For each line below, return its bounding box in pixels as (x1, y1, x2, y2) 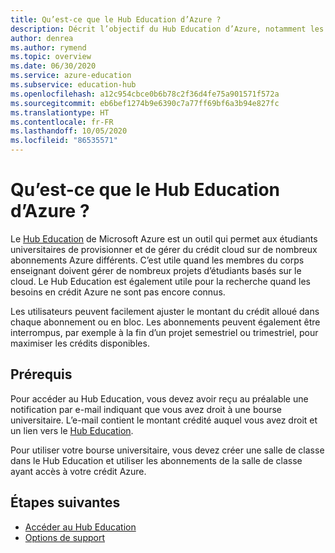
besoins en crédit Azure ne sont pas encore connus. (10, 286, 226, 298)
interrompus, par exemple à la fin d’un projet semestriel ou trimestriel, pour (10, 326, 319, 338)
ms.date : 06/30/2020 (10, 61, 97, 71)
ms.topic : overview (10, 52, 92, 62)
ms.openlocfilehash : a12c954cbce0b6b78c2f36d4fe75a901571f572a (10, 89, 280, 99)
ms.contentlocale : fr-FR (10, 117, 114, 127)
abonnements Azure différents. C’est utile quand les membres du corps (10, 254, 305, 266)
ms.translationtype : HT (10, 107, 110, 118)
